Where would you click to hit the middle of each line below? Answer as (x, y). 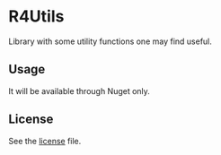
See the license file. (45, 141)
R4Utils (36, 17)
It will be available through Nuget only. (79, 90)
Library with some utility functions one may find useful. (110, 41)
